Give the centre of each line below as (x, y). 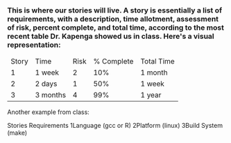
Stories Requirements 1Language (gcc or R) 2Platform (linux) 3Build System (115, 126)
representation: (34, 45)
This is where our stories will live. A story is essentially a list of (115, 10)
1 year (151, 95)
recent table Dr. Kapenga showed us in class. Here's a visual (111, 36)
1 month (154, 73)
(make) (17, 133)
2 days (46, 84)
